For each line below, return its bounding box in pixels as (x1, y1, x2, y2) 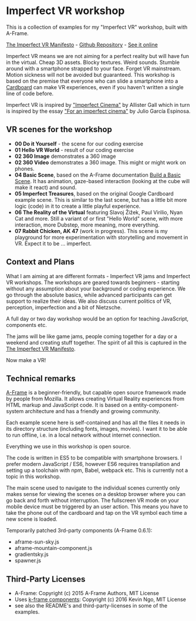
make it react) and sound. (14, 184, 77, 191)
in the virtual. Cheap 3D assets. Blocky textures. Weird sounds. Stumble (6, 59, 180, 66)
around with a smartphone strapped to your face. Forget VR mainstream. (6, 65, 182, 72)
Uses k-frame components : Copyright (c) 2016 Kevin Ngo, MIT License (14, 596, 187, 603)
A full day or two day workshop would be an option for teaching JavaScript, (6, 315, 189, 322)
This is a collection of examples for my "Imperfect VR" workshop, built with (6, 23, 188, 31)
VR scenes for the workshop (6, 124, 113, 134)
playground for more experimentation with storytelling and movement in (14, 234, 188, 241)
